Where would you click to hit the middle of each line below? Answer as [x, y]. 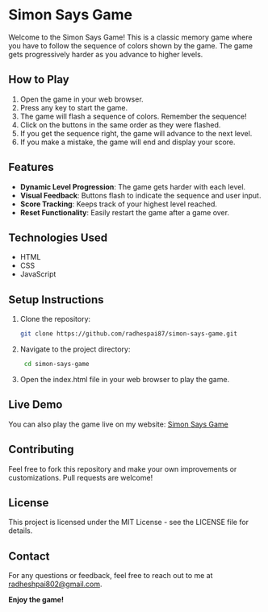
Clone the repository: [55, 319]
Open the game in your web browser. [82, 99]
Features [31, 167]
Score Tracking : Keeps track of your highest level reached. [119, 204]
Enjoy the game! [36, 600]
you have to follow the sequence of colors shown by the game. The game [130, 45]
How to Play [39, 79]
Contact [29, 556]
